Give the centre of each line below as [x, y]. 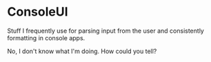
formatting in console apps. [46, 37]
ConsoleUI [38, 12]
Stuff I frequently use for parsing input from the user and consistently [106, 31]
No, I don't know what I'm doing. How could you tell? [82, 51]
